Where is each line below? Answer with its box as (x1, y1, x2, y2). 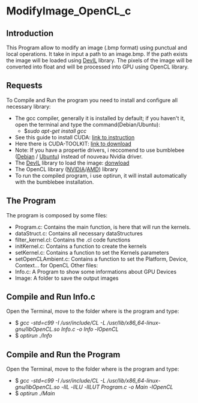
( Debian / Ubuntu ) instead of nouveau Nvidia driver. (14, 153, 143, 160)
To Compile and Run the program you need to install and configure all (6, 96, 178, 103)
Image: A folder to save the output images (14, 274, 119, 282)
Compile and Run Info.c (6, 292, 96, 302)
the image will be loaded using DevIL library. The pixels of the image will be (6, 57, 193, 64)
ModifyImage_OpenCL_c (6, 4, 131, 18)
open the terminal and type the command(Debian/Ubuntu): (14, 121, 160, 128)
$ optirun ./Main (14, 390, 55, 397)
